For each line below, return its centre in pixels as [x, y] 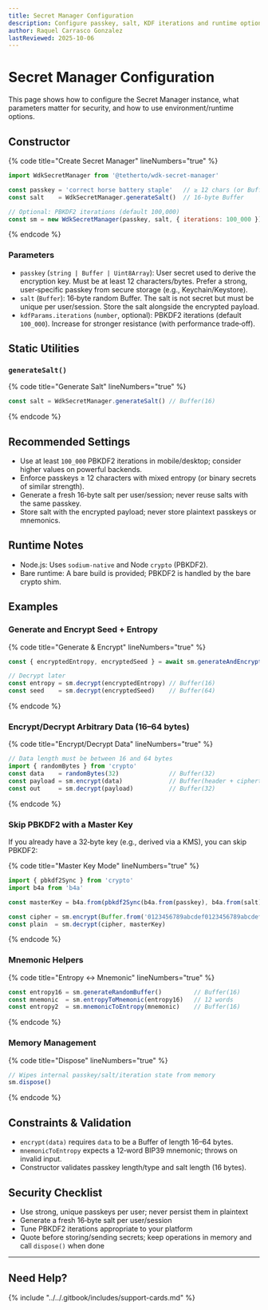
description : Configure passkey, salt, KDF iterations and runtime [123, 23]
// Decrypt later [37, 676]
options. [22, 117]
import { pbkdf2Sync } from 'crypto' [71, 881]
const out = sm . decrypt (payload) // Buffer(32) [112, 788]
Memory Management [52, 1043]
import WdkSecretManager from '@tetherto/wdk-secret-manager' [114, 176]
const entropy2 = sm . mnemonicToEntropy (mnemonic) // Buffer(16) [124, 1007]
